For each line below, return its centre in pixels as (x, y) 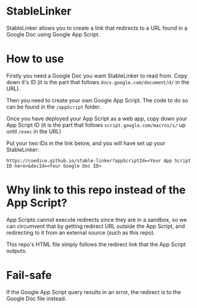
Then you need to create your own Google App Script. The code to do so (97, 100)
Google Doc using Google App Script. (53, 34)
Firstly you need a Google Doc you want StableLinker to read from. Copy (97, 75)
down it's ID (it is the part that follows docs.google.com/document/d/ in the (98, 82)
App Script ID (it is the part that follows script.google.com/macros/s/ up (96, 125)
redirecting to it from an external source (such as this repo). (81, 232)
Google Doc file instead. (36, 298)
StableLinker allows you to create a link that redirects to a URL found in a (97, 28)
